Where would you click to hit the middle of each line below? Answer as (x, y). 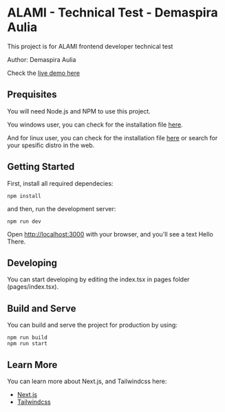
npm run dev (24, 221)
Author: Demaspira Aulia (42, 59)
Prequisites (32, 95)
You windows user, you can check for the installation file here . (95, 124)
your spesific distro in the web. (51, 145)
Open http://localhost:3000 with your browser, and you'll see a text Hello (110, 234)
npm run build (28, 338)
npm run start (28, 344)
